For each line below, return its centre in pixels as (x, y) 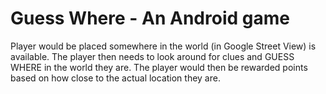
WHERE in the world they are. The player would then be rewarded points (159, 67)
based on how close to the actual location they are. (115, 78)
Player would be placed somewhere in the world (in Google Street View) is (163, 46)
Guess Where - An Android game (150, 18)
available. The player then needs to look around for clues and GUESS (152, 56)
